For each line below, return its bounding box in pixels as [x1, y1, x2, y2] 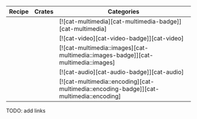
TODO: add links [6, 107, 46, 114]
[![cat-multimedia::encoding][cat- [59, 77, 154, 86]
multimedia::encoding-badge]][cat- [59, 85, 159, 93]
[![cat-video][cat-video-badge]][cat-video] [59, 35, 184, 42]
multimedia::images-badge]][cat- [59, 51, 154, 59]
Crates [34, 8, 54, 15]
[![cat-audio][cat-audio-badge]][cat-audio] [59, 68, 184, 76]
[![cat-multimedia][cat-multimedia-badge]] [59, 18, 182, 25]
